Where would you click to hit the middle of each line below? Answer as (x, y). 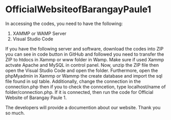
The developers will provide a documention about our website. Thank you (83, 107)
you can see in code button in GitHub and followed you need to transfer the (85, 54)
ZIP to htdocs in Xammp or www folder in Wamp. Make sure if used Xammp (85, 59)
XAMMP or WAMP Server (39, 33)
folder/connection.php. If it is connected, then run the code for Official (79, 92)
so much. (15, 113)
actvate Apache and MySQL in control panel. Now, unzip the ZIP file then (82, 65)
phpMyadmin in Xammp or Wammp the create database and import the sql (84, 76)
